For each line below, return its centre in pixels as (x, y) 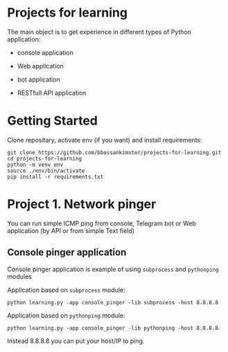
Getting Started (53, 121)
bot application (38, 79)
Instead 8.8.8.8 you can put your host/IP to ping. (76, 341)
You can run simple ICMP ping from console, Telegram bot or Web (102, 223)
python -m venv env (35, 165)
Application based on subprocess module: (67, 290)
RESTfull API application (52, 93)
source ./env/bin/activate (46, 171)
